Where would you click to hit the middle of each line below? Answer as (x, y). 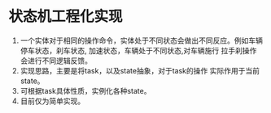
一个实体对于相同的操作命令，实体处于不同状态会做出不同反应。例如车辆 (141, 40)
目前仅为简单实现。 (52, 101)
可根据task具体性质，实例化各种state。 (85, 90)
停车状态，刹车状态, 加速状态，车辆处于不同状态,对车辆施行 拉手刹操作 (138, 50)
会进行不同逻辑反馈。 (56, 61)
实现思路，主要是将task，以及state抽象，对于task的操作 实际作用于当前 (140, 70)
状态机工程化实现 (66, 17)
